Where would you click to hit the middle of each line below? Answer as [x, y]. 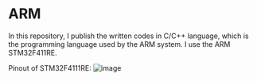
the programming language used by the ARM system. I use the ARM [119, 44]
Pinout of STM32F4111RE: [50, 67]
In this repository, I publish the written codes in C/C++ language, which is [128, 36]
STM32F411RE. [33, 52]
